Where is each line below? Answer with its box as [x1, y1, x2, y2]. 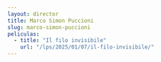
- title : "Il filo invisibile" [14, 37, 107, 44]
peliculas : [7, 30, 40, 38]
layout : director [7, 10, 59, 18]
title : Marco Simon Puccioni [7, 17, 94, 24]
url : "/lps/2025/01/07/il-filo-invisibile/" [20, 43, 155, 51]
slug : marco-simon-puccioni [7, 24, 91, 31]
